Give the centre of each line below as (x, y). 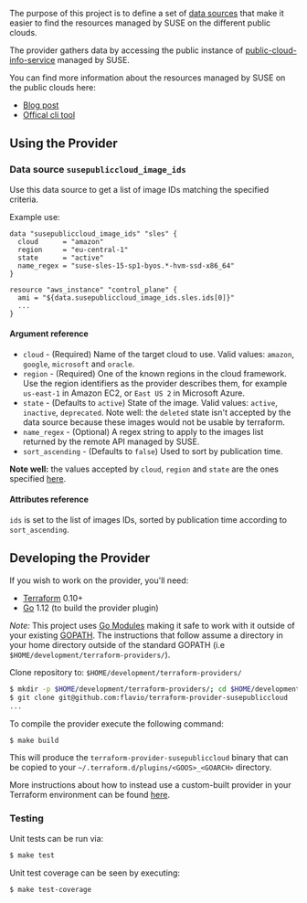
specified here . (38, 478)
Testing (26, 819)
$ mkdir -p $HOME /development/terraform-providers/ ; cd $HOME (130, 689)
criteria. (24, 199)
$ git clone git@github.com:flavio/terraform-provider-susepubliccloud (148, 697)
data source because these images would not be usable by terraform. (153, 422)
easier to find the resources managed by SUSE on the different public (140, 23)
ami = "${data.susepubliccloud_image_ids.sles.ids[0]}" (126, 297)
